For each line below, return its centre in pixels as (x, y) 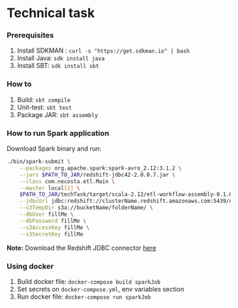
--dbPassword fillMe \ (53, 221)
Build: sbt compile (44, 99)
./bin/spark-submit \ (39, 162)
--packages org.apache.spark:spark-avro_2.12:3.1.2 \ (101, 168)
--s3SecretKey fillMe (51, 234)
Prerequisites (30, 35)
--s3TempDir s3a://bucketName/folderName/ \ (86, 208)
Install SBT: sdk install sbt (58, 66)
